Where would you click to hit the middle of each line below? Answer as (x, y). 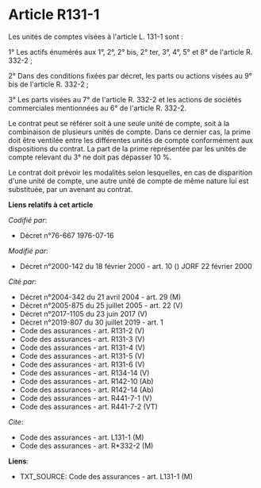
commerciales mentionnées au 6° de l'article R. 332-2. (98, 108)
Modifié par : (29, 251)
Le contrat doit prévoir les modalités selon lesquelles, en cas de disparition (130, 172)
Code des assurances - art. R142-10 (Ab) (86, 381)
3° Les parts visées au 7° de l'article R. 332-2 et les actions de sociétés (125, 99)
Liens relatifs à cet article (51, 205)
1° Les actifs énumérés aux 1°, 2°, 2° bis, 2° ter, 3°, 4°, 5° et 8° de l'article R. (130, 52)
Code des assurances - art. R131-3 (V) (82, 339)
